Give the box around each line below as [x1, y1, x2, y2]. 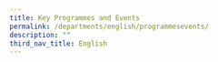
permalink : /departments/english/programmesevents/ [9, 22, 209, 31]
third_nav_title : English [9, 38, 107, 48]
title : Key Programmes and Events [9, 13, 141, 23]
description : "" [9, 30, 71, 39]
